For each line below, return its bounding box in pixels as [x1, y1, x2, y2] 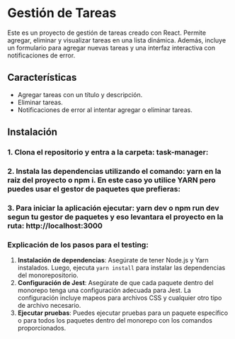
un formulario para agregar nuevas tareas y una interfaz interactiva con [7, 43, 216, 52]
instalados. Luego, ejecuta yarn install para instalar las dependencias [17, 264, 226, 272]
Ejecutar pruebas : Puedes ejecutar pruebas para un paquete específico [17, 309, 229, 317]
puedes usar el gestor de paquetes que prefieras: [7, 184, 180, 194]
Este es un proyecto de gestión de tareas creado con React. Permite [7, 28, 207, 37]
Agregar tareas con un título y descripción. [17, 90, 143, 99]
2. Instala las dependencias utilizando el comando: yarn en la [7, 166, 222, 176]
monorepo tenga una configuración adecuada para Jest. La [17, 286, 191, 295]
